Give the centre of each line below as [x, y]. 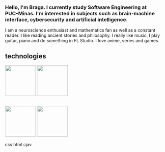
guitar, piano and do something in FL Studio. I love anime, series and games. [82, 41]
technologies [26, 56]
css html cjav [18, 144]
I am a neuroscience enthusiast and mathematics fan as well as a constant [80, 30]
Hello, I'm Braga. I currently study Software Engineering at [76, 7]
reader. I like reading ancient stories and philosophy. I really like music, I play [82, 35]
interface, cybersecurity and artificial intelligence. [67, 20]
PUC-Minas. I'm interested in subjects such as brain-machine [80, 13]
